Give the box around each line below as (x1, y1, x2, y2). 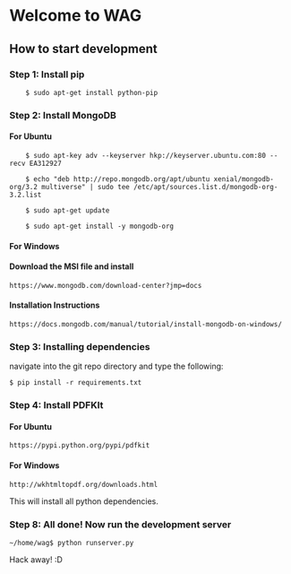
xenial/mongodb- (213, 175, 275, 184)
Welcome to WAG (9, 5, 142, 26)
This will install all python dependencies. (9, 495, 159, 507)
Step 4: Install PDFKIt (9, 399, 104, 412)
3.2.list (9, 190, 42, 199)
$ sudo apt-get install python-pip (25, 88, 158, 97)
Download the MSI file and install (9, 261, 134, 272)
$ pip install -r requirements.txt (9, 378, 142, 387)
